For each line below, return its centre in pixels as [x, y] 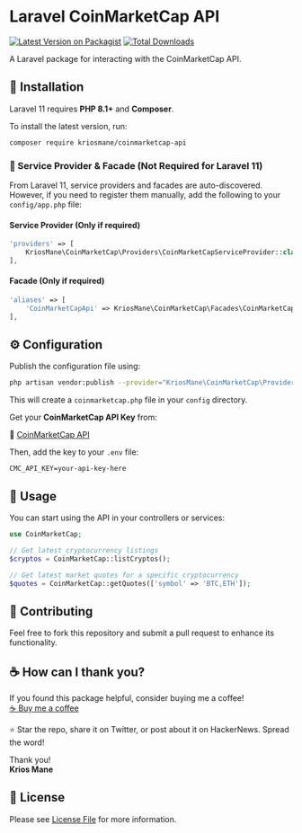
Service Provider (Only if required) [75, 225]
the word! [27, 742]
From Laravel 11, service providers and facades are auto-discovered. [136, 185]
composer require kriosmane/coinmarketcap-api [98, 142]
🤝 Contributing [51, 611]
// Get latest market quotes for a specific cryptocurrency [124, 575]
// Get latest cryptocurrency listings [84, 550]
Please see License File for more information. [93, 819]
